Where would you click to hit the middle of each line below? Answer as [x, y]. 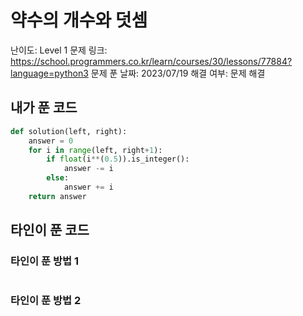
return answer [57, 196]
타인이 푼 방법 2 [46, 301]
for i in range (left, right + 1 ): [95, 150]
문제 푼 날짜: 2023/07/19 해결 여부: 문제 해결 [178, 73]
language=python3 [49, 73]
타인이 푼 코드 [50, 230]
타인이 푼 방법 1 [44, 261]
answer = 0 [51, 141]
